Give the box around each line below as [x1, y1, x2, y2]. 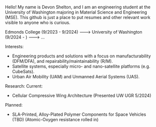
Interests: [5, 44, 24, 49]
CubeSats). [12, 69, 35, 74]
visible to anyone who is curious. [5, 19, 71, 25]
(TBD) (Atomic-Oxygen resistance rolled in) [12, 117, 99, 122]
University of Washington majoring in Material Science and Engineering [5, 9, 147, 15]
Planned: [5, 102, 23, 108]
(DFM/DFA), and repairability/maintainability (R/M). [12, 58, 113, 64]
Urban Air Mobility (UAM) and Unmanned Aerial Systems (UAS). [12, 74, 140, 79]
